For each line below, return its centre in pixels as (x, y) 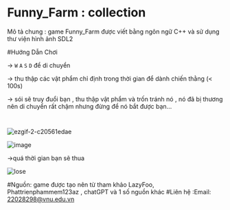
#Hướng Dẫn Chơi (33, 52)
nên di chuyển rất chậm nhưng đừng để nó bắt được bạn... (90, 106)
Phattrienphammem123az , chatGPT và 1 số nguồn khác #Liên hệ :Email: (109, 192)
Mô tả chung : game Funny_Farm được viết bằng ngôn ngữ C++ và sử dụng (113, 31)
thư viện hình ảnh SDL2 (40, 38)
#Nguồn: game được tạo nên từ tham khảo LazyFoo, (81, 184)
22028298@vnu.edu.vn (41, 199)
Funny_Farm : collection (77, 13)
